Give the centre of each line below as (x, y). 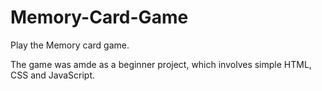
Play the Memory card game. (70, 45)
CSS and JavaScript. (53, 75)
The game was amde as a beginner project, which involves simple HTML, (161, 64)
